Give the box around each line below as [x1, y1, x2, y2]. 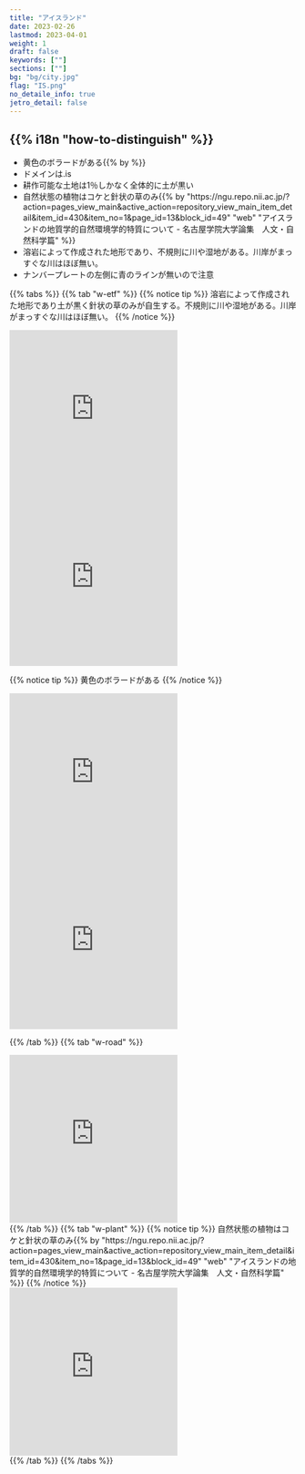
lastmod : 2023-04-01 [9, 30, 88, 39]
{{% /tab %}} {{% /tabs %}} [9, 1455, 114, 1467]
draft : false [9, 47, 59, 56]
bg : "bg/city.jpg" [9, 73, 79, 82]
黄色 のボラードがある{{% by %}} [22, 157, 147, 169]
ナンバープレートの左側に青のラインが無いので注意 [22, 270, 214, 281]
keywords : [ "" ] [9, 56, 67, 65]
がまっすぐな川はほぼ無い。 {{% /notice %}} [9, 312, 176, 322]
